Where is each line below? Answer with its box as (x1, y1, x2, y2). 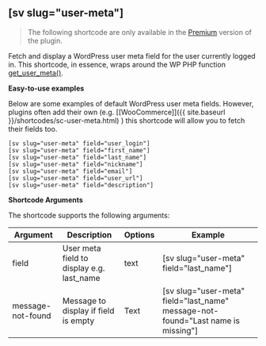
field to (62, 252, 89, 263)
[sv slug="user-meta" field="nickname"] (8, 160, 144, 168)
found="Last (161, 315, 209, 326)
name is (211, 315, 240, 326)
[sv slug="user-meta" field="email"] (8, 167, 133, 175)
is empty (62, 315, 95, 326)
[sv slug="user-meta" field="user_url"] (8, 174, 144, 182)
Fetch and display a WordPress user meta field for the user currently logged (8, 51, 256, 60)
